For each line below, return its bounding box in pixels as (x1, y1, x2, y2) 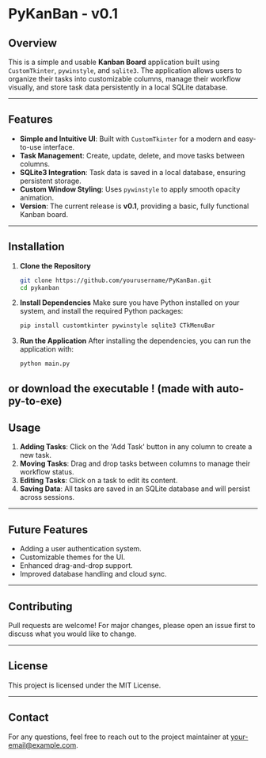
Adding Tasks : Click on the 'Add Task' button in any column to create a (19, 442, 253, 451)
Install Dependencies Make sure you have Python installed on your (19, 298, 240, 307)
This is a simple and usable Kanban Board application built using (8, 57, 220, 67)
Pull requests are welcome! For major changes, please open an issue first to (8, 620, 256, 630)
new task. (19, 451, 51, 460)
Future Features (8, 523, 89, 536)
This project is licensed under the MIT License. (8, 680, 161, 690)
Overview (8, 36, 58, 50)
